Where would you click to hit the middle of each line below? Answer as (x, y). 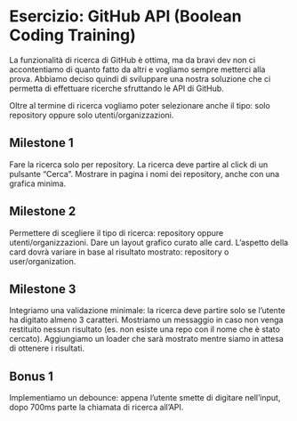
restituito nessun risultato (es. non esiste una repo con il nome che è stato (144, 329)
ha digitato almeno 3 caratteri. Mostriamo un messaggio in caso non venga (146, 320)
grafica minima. (38, 183)
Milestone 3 (43, 289)
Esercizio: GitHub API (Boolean (125, 16)
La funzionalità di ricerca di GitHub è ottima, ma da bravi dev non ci (132, 60)
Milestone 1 (41, 143)
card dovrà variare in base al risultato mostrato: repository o (119, 252)
